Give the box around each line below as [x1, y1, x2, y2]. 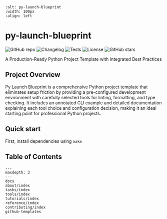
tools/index [5, 192, 30, 197]
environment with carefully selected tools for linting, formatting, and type [5, 94, 156, 100]
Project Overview [5, 70, 60, 79]
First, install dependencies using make [5, 138, 82, 144]
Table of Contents [5, 152, 62, 161]
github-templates [5, 210, 41, 215]
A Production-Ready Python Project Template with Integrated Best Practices [5, 56, 162, 62]
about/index [5, 183, 30, 188]
